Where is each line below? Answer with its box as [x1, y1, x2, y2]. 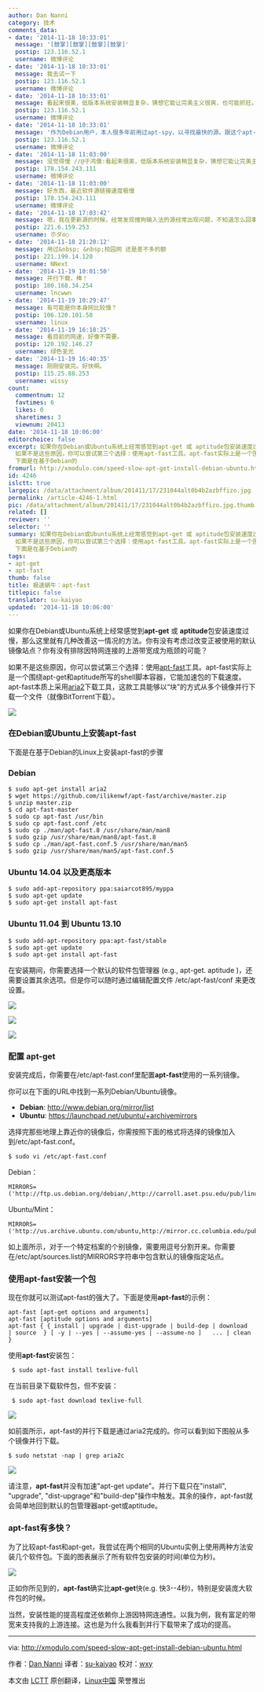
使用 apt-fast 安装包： [8, 1351, 77, 1360]
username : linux [15, 318, 68, 326]
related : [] [8, 508, 47, 516]
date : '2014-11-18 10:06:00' [8, 428, 104, 436]
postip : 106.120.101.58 [15, 311, 93, 319]
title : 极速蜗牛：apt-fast [8, 582, 90, 589]
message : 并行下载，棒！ [15, 274, 89, 283]
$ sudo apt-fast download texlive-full [11, 1397, 143, 1405]
